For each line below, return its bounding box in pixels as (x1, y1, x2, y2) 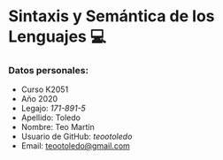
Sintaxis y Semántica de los (8, 6, 215, 27)
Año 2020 (20, 94, 58, 104)
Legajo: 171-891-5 (20, 103, 86, 114)
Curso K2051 (20, 84, 69, 95)
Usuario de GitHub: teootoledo (20, 131, 133, 142)
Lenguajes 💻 (8, 27, 107, 47)
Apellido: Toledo (20, 112, 81, 123)
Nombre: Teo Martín (20, 122, 95, 133)
